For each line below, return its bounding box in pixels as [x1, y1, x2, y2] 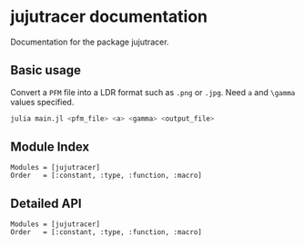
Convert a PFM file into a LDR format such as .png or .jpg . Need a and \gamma [10, 86, 296, 97]
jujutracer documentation [10, 6, 208, 27]
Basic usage [10, 63, 81, 78]
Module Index [10, 139, 90, 155]
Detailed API [10, 195, 82, 211]
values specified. [10, 96, 75, 107]
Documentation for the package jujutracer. [10, 36, 169, 47]
